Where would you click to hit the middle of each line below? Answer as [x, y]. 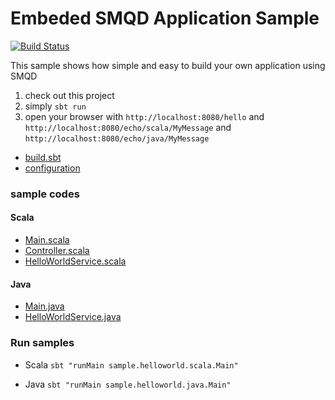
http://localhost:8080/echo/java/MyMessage [117, 138]
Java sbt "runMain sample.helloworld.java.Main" [128, 384]
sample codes [45, 194]
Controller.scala [57, 251]
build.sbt [43, 157]
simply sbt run [55, 106]
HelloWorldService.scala [75, 261]
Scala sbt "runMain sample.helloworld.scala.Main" [131, 364]
